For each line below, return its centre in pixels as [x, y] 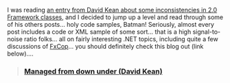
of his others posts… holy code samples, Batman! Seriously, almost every [111, 24]
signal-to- [207, 32]
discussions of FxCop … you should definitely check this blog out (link [105, 46]
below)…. [20, 54]
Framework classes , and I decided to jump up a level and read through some [115, 17]
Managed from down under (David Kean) [93, 71]
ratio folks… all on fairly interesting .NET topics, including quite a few [121, 39]
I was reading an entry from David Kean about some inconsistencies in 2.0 [112, 10]
